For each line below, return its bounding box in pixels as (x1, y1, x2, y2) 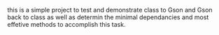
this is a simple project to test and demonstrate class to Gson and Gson (7, 6, 213, 14)
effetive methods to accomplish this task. (7, 21, 126, 28)
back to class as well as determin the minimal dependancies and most (7, 13, 209, 21)
